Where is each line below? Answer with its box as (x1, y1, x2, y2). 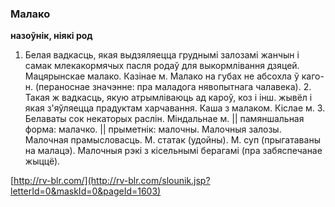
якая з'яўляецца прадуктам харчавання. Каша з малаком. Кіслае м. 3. (24, 102, 326, 114)
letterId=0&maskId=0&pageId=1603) (10, 185, 162, 197)
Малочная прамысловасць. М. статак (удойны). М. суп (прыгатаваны (24, 134, 321, 146)
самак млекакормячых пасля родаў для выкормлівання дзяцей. (24, 60, 300, 72)
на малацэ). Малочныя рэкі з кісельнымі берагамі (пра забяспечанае (24, 145, 323, 157)
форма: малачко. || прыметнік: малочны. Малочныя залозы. (24, 123, 282, 136)
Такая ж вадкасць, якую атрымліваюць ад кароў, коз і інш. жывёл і (24, 92, 313, 104)
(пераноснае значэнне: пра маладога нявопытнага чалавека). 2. (35, 81, 312, 93)
